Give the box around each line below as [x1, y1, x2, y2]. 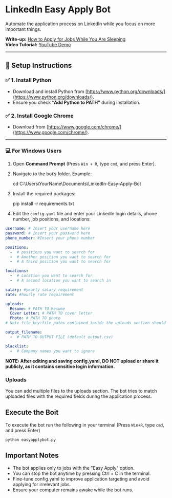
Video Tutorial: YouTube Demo [5, 41, 71, 47]
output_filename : [5, 330, 42, 335]
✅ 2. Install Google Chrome [5, 112, 74, 119]
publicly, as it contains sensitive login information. [5, 363, 115, 370]
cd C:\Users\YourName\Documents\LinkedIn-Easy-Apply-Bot [12, 181, 142, 187]
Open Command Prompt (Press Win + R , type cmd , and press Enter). [12, 161, 156, 167]
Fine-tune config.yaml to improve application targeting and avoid [12, 475, 150, 482]
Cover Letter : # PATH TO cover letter [10, 311, 93, 316]
